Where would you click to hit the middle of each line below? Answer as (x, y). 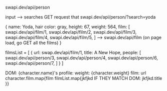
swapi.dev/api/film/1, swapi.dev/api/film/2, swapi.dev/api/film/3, (71, 32)
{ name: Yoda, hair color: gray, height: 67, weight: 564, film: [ (68, 27)
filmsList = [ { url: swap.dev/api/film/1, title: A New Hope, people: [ (73, 53)
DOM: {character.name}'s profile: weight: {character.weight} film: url (76, 73)
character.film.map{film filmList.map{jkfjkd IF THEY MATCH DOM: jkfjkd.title (84, 78)
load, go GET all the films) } (33, 43)
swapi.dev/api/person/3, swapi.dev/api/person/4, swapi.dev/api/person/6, (81, 58)
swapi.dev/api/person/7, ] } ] (34, 63)
